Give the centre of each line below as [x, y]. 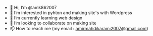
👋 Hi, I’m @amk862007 [33, 8]
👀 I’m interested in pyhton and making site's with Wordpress [71, 13]
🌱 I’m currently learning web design [46, 18]
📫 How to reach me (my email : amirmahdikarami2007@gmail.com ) [79, 28]
